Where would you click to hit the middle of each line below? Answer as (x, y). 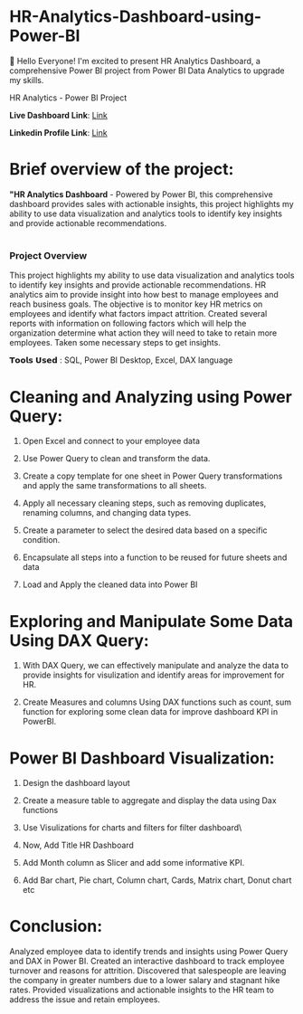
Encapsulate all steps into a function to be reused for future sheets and (155, 557)
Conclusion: (56, 927)
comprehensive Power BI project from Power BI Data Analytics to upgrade (147, 71)
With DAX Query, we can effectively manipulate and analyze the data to (156, 666)
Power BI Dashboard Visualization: (142, 758)
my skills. (27, 80)
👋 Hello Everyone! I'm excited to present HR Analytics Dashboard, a (135, 61)
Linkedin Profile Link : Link (58, 132)
